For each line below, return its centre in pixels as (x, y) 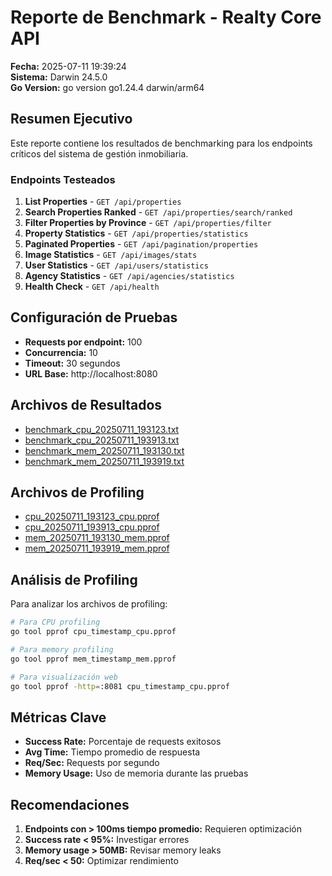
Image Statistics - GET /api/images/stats (111, 255)
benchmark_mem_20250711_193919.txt (104, 461)
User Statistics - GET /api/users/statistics (116, 265)
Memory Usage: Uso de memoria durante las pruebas (136, 773)
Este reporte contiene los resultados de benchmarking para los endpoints (161, 143)
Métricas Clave (58, 717)
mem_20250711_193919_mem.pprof (97, 548)
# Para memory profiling (62, 650)
